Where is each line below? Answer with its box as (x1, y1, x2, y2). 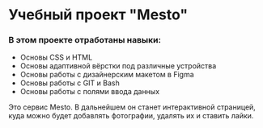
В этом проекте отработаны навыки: (8, 35, 162, 46)
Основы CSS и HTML (19, 52, 93, 62)
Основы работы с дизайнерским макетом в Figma (19, 70, 194, 80)
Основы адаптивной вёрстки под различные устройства (19, 61, 217, 71)
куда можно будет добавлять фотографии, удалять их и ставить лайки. (8, 111, 254, 121)
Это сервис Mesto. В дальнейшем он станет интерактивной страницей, (8, 102, 257, 112)
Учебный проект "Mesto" (8, 6, 189, 24)
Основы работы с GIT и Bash (19, 78, 120, 88)
